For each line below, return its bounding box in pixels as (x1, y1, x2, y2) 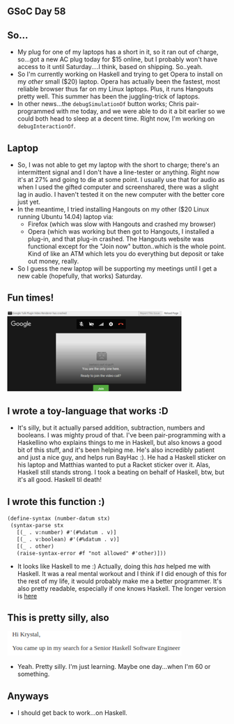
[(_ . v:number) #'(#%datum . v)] (16, 529, 117, 536)
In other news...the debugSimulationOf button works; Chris (17, 100, 185, 108)
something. (17, 670, 50, 679)
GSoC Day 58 (7, 6, 66, 17)
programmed (17, 107, 55, 116)
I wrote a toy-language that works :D (7, 405, 169, 417)
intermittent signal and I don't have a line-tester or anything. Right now (17, 168, 220, 176)
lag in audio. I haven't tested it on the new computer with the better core (17, 190, 225, 199)
